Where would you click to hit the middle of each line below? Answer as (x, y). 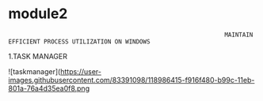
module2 (38, 14)
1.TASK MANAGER (38, 56)
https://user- (81, 71)
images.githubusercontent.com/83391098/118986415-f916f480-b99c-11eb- (131, 80)
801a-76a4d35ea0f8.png (49, 88)
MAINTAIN (239, 35)
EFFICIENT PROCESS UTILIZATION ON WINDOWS (79, 41)
